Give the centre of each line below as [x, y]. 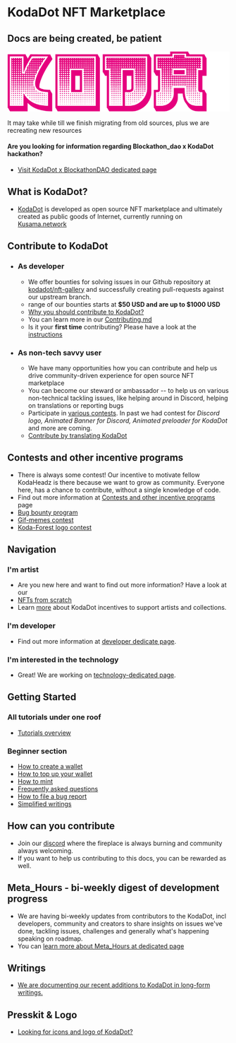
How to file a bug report [52, 796]
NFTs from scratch [44, 600]
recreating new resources [45, 130]
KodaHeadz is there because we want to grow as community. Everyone [121, 482]
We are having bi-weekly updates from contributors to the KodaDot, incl [122, 916]
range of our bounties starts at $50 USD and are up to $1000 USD [124, 304]
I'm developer [32, 626]
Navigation [32, 549]
